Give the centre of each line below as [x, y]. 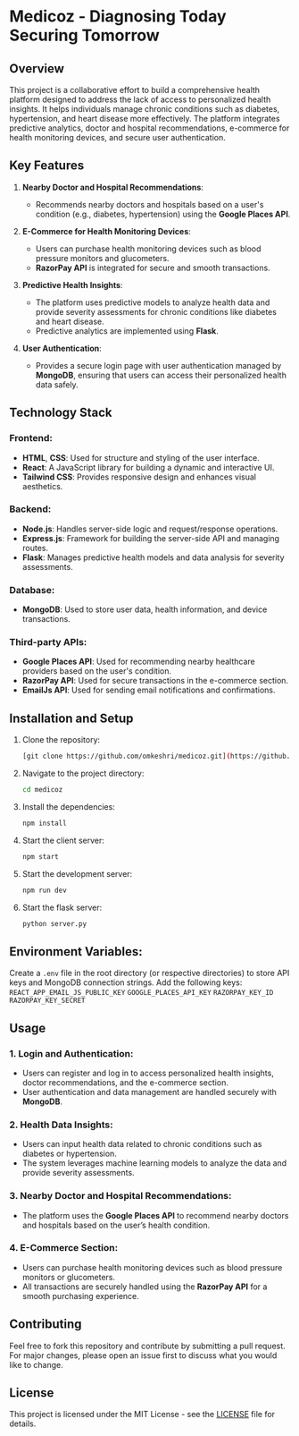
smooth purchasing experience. [81, 1296]
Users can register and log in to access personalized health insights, [148, 1073]
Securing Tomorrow [85, 35]
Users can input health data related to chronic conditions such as [142, 1144]
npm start [41, 856]
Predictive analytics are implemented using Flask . [127, 331]
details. [23, 1423]
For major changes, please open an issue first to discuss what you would [143, 1355]
